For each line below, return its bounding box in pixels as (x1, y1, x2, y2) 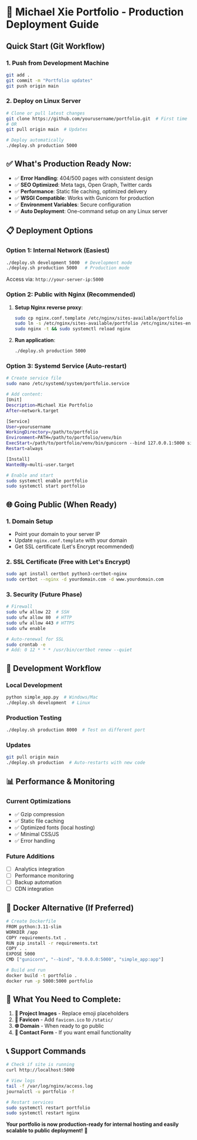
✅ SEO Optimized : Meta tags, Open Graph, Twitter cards (14, 181, 152, 188)
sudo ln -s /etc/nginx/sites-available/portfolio (14, 320, 139, 327)
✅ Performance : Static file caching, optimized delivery (14, 187, 148, 195)
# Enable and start (6, 472, 54, 478)
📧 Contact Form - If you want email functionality (14, 1029, 132, 1036)
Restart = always (6, 446, 43, 452)
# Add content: (6, 391, 43, 397)
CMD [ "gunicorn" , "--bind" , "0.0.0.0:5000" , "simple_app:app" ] (6, 957, 164, 963)
